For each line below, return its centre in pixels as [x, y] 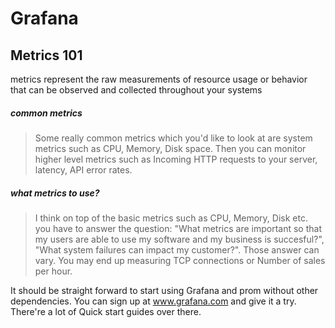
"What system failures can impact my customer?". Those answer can [177, 249]
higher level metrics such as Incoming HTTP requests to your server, [176, 159]
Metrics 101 [46, 55]
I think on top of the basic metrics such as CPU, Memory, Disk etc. [171, 218]
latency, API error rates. [83, 169]
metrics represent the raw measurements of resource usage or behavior [159, 79]
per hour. [53, 271]
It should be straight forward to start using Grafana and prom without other [164, 290]
